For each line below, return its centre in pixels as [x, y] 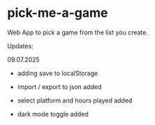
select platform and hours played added [75, 100]
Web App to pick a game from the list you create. [77, 32]
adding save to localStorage [58, 73]
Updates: [20, 46]
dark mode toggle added [53, 114]
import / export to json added [59, 86]
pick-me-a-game [58, 13]
